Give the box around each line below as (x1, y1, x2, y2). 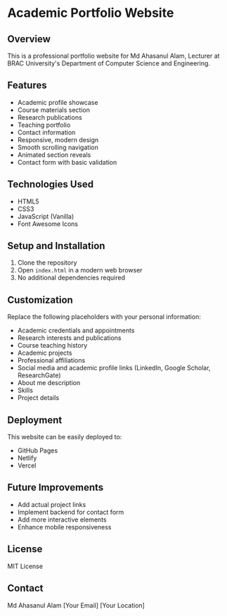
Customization (7, 294, 74, 306)
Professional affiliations (17, 356, 86, 365)
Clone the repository (17, 258, 77, 267)
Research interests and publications (17, 334, 122, 342)
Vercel (17, 461, 37, 470)
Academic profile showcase (17, 98, 98, 106)
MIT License (7, 562, 44, 570)
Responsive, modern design (17, 135, 99, 144)
